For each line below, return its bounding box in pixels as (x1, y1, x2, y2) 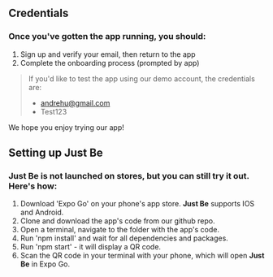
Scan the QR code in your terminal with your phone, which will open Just (19, 251, 265, 261)
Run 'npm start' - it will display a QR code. (19, 242, 161, 252)
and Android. (19, 207, 64, 218)
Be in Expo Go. (19, 259, 71, 269)
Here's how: (8, 180, 58, 192)
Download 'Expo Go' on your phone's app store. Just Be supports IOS (19, 199, 255, 209)
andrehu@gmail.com (40, 97, 110, 108)
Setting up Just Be (8, 146, 103, 160)
